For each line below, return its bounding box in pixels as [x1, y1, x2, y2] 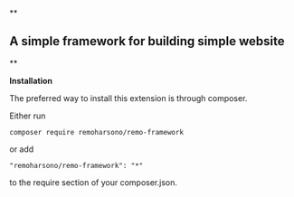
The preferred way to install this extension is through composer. [9, 92, 248, 103]
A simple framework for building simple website [9, 33, 285, 49]
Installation [9, 75, 52, 86]
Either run [9, 110, 46, 121]
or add [9, 144, 34, 155]
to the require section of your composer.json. [9, 176, 178, 188]
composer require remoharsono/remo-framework [9, 127, 184, 136]
